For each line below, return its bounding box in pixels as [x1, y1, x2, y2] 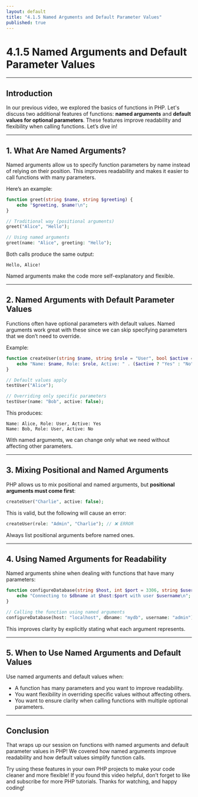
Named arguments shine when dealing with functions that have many [6, 570, 174, 577]
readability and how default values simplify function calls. [6, 754, 146, 761]
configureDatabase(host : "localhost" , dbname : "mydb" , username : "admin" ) [6, 614, 194, 620]
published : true [6, 19, 46, 25]
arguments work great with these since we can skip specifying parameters [6, 326, 187, 333]
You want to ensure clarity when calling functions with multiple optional [14, 697, 189, 704]
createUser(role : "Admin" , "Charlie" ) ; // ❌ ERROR [6, 521, 134, 526]
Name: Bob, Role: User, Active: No [6, 426, 94, 432]
